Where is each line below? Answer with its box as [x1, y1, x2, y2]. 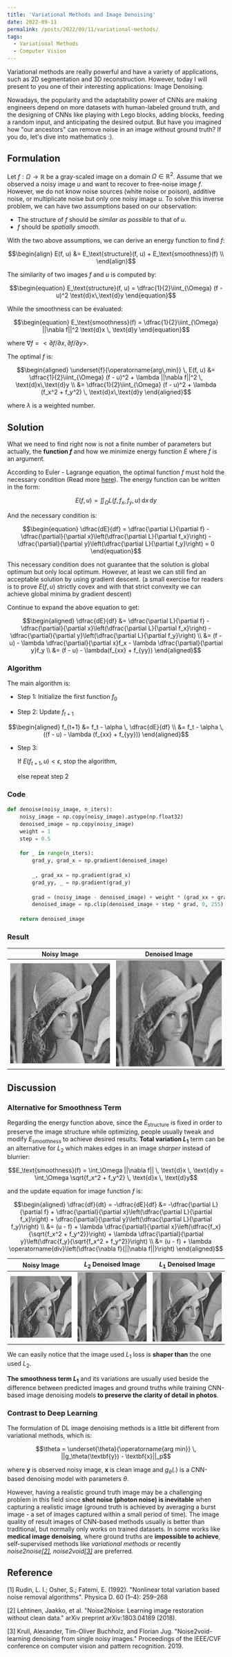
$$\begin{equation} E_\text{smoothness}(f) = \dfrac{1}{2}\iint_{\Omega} [13, 318, 219, 327]
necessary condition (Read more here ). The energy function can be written [7, 476, 221, 484]
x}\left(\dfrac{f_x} [171, 1222, 222, 1231]
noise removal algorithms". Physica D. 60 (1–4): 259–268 [7, 1593, 168, 1601]
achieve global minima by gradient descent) [7, 590, 132, 598]
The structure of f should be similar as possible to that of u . [17, 216, 186, 224]
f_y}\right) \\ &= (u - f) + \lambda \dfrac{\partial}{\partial [10, 1222, 170, 1231]
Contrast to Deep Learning [7, 1408, 98, 1418]
